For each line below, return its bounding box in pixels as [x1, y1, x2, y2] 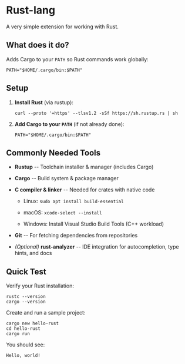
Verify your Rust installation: [6, 282, 75, 289]
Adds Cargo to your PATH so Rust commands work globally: [6, 55, 149, 62]
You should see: [6, 341, 45, 348]
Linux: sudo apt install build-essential [23, 198, 125, 205]
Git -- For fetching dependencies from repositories [14, 232, 138, 239]
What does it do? [6, 40, 69, 50]
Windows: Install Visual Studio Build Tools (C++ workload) [23, 220, 164, 227]
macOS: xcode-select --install [23, 209, 102, 216]
